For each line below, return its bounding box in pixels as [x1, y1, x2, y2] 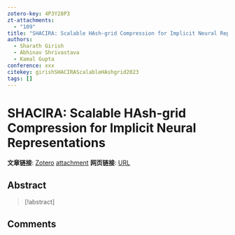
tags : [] [7, 75, 33, 82]
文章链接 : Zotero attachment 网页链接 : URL [7, 158, 131, 167]
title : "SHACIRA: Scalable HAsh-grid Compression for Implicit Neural [7, 29, 218, 37]
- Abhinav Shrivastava [13, 50, 80, 56]
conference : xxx [7, 62, 55, 69]
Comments [7, 218, 57, 230]
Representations [7, 135, 106, 151]
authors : [7, 36, 33, 43]
